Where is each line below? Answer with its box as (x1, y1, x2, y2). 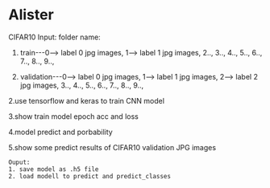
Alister (8, 6, 54, 24)
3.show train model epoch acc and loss (8, 111, 139, 121)
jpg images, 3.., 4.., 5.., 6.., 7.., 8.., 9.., (19, 80, 144, 90)
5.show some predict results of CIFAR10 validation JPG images (8, 142, 216, 152)
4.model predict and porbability (8, 127, 113, 137)
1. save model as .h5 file (8, 165, 99, 174)
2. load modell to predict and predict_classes (8, 172, 172, 180)
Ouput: (8, 158, 31, 166)
